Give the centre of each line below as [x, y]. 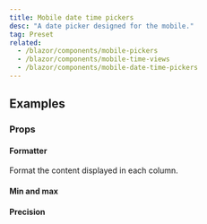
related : [26, 43]
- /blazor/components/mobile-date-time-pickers [108, 68]
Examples [37, 104]
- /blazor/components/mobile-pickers [88, 51]
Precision [27, 211]
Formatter [28, 151]
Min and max [34, 191]
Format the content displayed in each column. [94, 170]
